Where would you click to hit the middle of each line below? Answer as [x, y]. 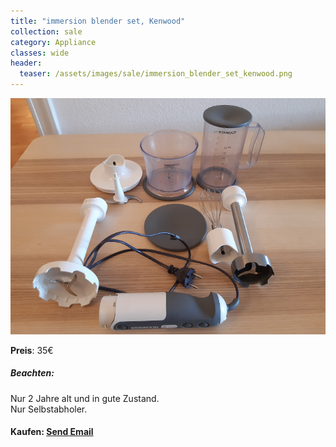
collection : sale [46, 31]
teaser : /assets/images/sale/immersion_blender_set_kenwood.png [156, 74]
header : [26, 63]
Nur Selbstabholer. [49, 409]
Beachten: [32, 373]
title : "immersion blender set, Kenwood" [98, 21]
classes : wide [40, 53]
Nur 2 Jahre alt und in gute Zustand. [85, 398]
